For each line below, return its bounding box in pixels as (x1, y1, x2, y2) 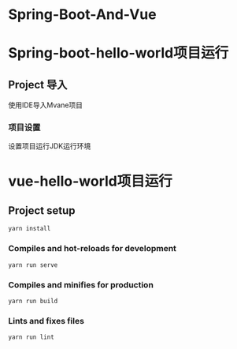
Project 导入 (8, 77, 68, 92)
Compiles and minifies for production (8, 279, 154, 290)
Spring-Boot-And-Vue (8, 6, 157, 24)
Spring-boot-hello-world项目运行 (8, 44, 229, 62)
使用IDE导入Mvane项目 (8, 100, 83, 110)
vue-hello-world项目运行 (8, 172, 173, 190)
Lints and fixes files (8, 316, 85, 326)
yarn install (8, 225, 51, 233)
